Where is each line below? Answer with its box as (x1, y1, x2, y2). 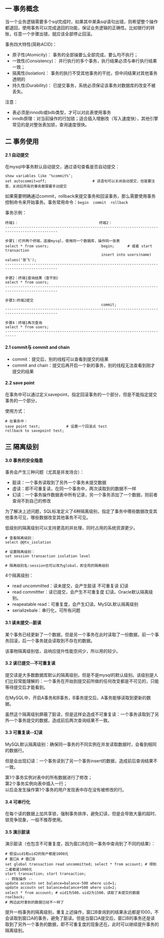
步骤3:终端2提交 (5, 298, 34, 303)
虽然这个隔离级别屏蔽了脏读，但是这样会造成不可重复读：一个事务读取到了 (5, 711, 155, 717)
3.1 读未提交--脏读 (5, 620, 41, 625)
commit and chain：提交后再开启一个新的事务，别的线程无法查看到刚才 (12, 362, 155, 368)
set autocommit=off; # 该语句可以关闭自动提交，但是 (5, 179, 148, 184)
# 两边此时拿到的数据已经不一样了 (5, 900, 64, 905)
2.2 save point (5, 380, 35, 386)
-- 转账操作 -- (5, 877, 33, 882)
